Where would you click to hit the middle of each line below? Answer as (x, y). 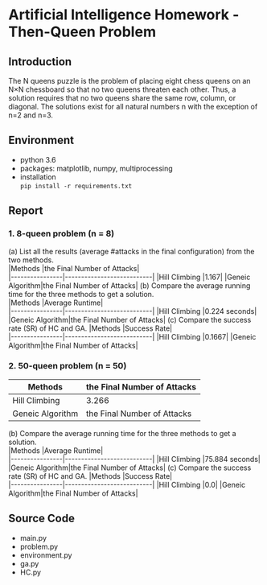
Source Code (41, 519)
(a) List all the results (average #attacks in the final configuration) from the (131, 251)
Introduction (40, 62)
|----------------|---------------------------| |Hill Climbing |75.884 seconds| (135, 459)
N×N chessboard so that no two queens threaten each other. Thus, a (122, 89)
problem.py (39, 546)
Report (26, 211)
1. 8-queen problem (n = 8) (62, 233)
